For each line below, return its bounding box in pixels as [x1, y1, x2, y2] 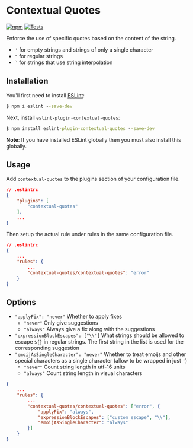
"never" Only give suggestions [23, 319, 98, 326]
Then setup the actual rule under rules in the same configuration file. [6, 231, 173, 238]
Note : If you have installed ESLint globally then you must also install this [6, 136, 182, 143]
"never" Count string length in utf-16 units [23, 363, 126, 371]
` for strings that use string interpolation [14, 59, 113, 66]
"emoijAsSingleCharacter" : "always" [37, 420, 128, 426]
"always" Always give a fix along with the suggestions [23, 326, 155, 333]
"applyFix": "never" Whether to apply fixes [14, 313, 123, 320]
